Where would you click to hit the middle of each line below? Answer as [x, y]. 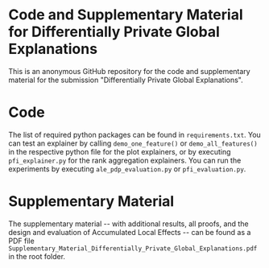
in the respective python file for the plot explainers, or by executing [120, 151]
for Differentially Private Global [114, 32]
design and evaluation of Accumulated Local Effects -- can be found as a [130, 232]
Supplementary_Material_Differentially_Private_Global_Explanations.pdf [133, 248]
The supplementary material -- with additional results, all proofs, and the [128, 224]
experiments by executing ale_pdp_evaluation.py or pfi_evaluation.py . [127, 169]
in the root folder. [37, 256]
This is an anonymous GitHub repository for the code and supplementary [130, 71]
